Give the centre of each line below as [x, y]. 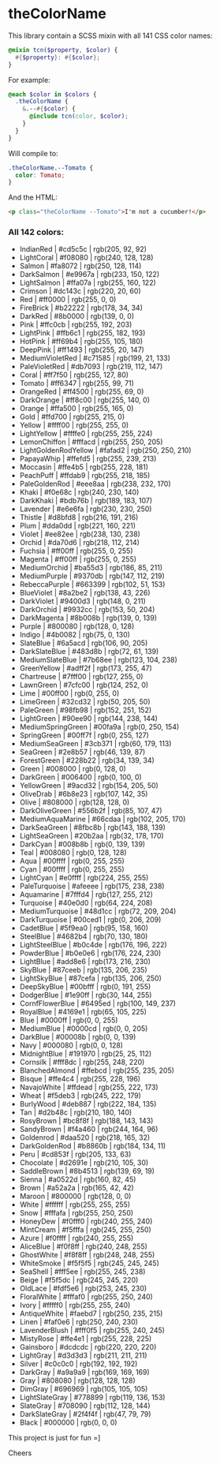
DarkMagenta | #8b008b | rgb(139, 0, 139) [88, 618]
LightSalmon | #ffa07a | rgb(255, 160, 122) [88, 283]
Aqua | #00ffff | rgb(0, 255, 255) [72, 861]
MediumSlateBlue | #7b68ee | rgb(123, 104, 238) [98, 660]
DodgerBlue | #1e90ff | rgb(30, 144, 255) [86, 995]
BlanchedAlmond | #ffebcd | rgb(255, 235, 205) [97, 1070]
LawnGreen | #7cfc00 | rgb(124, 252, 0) [84, 685]
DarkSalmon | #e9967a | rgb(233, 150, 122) [89, 274]
